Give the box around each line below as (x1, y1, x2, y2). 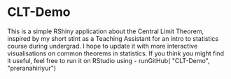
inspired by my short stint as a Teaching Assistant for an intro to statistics (7, 34, 219, 42)
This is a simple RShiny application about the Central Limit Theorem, (7, 27, 204, 35)
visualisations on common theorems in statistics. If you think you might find (7, 49, 225, 58)
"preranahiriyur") (7, 64, 57, 72)
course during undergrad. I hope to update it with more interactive (7, 42, 198, 50)
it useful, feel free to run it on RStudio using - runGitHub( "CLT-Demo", (7, 56, 210, 64)
